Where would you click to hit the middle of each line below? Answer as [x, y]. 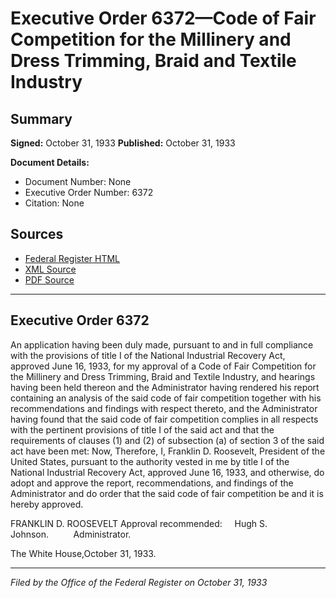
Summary [41, 118]
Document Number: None [78, 181]
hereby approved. [47, 504]
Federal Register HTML [72, 258]
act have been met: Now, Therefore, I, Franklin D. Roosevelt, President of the [168, 451]
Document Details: [50, 162]
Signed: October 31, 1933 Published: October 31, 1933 [123, 143]
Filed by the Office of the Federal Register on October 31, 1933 [139, 582]
